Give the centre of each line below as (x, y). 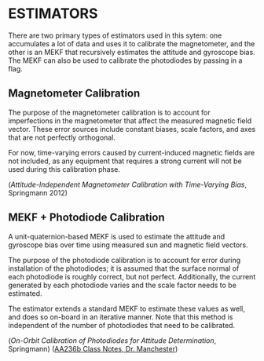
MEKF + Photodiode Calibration (86, 218)
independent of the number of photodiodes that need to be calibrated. (122, 325)
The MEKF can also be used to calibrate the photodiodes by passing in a (125, 60)
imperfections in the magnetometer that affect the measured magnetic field (130, 120)
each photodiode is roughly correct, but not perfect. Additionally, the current (132, 276)
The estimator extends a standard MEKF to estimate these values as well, (126, 308)
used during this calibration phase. (64, 169)
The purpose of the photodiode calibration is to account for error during (125, 260)
